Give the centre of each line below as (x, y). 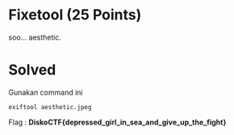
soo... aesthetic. (35, 37)
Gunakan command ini (46, 92)
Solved (32, 70)
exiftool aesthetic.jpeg (50, 107)
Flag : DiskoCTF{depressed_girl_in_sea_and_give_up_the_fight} (117, 122)
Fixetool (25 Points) (75, 15)
